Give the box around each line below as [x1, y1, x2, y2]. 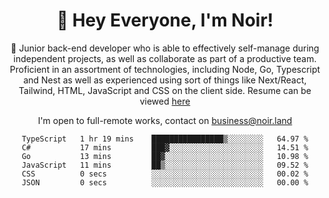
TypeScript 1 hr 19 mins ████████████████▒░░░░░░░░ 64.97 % [21, 134, 309, 144]
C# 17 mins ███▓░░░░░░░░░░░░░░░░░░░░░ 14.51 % [21, 142, 309, 153]
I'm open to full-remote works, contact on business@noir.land [37, 114, 293, 126]
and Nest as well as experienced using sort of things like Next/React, [23, 74, 307, 86]
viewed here [139, 95, 191, 107]
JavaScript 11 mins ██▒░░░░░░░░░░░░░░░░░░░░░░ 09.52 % [21, 160, 309, 170]
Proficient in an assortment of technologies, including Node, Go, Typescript [9, 63, 321, 75]
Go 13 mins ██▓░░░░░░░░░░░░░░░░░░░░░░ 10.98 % [21, 151, 309, 161]
